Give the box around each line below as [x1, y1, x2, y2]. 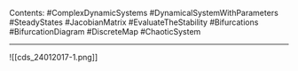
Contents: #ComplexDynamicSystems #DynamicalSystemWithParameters [9, 8, 279, 18]
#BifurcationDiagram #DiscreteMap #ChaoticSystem [9, 27, 201, 36]
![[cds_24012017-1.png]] [9, 52, 98, 62]
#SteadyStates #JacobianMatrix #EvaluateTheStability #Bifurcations [9, 17, 259, 28]
